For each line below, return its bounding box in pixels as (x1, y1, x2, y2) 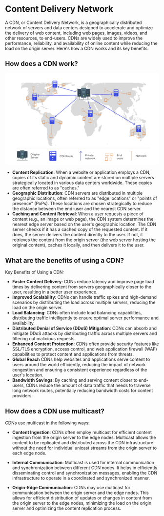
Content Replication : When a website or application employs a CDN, (12, 169, 151, 175)
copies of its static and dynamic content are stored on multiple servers (12, 175, 155, 181)
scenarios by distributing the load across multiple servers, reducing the (12, 299, 156, 306)
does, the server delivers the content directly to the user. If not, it (12, 232, 143, 238)
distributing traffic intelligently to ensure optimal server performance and (12, 315, 159, 321)
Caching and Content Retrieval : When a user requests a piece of (12, 211, 144, 217)
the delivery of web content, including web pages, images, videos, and (5, 30, 147, 36)
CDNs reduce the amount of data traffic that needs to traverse (26, 382, 151, 389)
